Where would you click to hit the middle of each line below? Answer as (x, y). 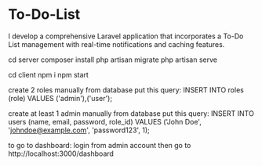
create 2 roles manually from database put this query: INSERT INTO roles (126, 90)
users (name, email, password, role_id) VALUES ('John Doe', (105, 121)
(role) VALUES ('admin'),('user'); (60, 98)
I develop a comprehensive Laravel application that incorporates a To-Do (126, 36)
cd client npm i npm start (48, 74)
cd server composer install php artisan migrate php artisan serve (113, 60)
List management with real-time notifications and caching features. (116, 44)
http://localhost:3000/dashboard (61, 153)
